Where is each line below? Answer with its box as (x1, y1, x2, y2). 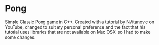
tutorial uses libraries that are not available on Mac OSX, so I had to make (5, 29, 151, 35)
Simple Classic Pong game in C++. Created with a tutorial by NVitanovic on (5, 19, 155, 25)
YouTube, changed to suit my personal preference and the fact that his (5, 24, 146, 30)
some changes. (5, 34, 36, 40)
